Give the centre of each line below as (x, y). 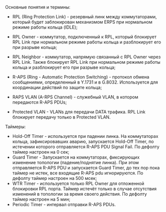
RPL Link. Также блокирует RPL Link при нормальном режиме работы (86, 62)
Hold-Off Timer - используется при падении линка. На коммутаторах (85, 136)
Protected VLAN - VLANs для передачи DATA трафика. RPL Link (79, 112)
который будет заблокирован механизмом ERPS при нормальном (82, 22)
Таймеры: (16, 127)
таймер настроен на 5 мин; (41, 199)
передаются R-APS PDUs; (39, 102)
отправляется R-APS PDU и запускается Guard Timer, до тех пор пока (86, 168)
